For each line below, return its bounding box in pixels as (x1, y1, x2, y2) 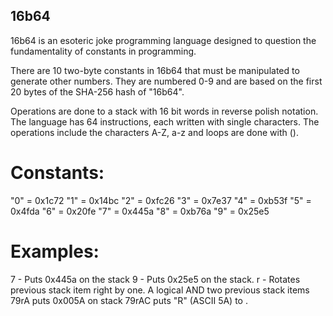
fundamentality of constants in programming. (10, 45, 197, 57)
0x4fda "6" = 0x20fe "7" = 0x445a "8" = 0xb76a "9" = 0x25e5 (10, 205, 270, 217)
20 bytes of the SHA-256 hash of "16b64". (10, 85, 185, 98)
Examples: (10, 240, 100, 263)
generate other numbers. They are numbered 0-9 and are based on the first (10, 75, 323, 87)
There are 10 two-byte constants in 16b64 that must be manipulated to (10, 64, 300, 76)
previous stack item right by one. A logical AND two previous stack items (10, 284, 310, 296)
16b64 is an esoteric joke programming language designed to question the (10, 34, 317, 46)
